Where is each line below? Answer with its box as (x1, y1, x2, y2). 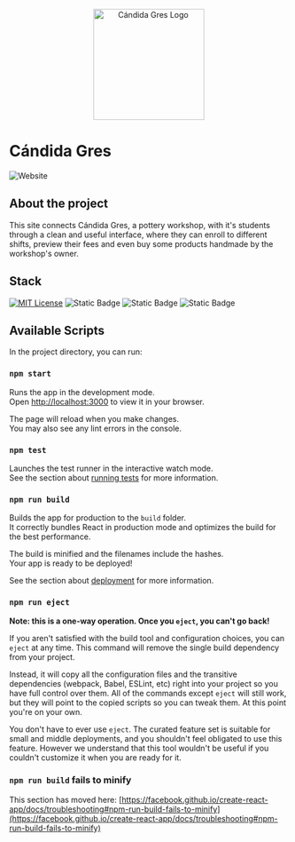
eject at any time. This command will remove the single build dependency (9, 642, 280, 653)
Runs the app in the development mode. (9, 386, 155, 397)
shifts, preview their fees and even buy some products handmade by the (9, 238, 274, 249)
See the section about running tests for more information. (9, 472, 219, 483)
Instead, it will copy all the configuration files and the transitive (9, 669, 237, 679)
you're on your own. (9, 706, 82, 717)
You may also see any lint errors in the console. (9, 423, 182, 433)
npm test (9, 445, 47, 455)
